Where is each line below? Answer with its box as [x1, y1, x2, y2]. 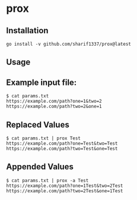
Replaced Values [6, 119, 69, 129]
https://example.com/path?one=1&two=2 [6, 99, 102, 104]
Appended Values [6, 162, 74, 172]
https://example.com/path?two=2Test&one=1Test [6, 188, 123, 194]
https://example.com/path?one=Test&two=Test [6, 141, 118, 147]
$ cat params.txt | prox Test [6, 135, 81, 141]
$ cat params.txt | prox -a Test [6, 177, 89, 183]
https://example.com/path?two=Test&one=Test [6, 146, 118, 152]
